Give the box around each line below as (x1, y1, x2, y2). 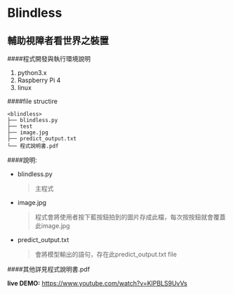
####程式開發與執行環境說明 (7, 55, 91, 62)
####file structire (7, 97, 58, 105)
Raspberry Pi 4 (17, 76, 61, 84)
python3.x (17, 69, 47, 76)
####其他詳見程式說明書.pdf (7, 265, 90, 273)
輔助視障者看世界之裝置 (7, 34, 109, 46)
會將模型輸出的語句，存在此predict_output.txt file (34, 250, 178, 258)
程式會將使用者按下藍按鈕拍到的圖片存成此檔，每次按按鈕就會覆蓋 (34, 213, 226, 221)
